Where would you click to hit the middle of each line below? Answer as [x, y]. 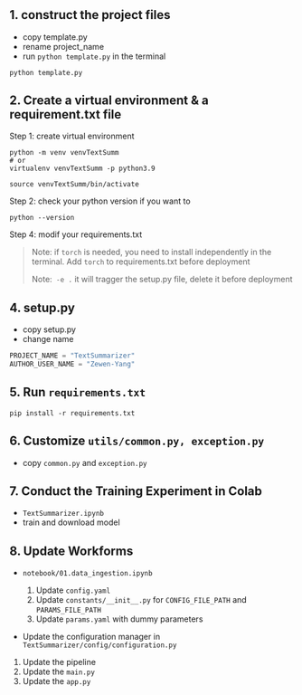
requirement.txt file [66, 114]
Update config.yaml [73, 590]
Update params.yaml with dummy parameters [119, 619]
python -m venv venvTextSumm [64, 153]
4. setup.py [42, 307]
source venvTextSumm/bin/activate [75, 185]
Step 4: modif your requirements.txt [76, 234]
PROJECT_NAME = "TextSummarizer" [72, 356]
